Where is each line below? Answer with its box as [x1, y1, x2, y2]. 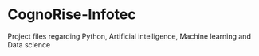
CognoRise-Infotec [7, 6, 136, 24]
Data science [7, 39, 51, 49]
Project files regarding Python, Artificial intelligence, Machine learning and [7, 32, 252, 41]
